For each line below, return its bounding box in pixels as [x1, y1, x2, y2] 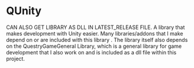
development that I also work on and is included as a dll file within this [6, 48, 177, 56]
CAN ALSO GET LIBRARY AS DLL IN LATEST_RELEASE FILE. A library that [6, 24, 185, 31]
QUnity [6, 4, 41, 18]
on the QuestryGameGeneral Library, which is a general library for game [6, 43, 182, 50]
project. [6, 55, 25, 62]
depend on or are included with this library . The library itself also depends [6, 36, 188, 43]
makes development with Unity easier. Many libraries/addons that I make [6, 30, 183, 37]
